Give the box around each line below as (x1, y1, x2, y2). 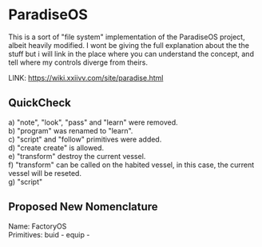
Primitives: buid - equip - (8, 229, 90, 239)
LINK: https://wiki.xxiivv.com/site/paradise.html (8, 73, 164, 82)
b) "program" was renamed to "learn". (8, 125, 133, 135)
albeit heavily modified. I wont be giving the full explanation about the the (8, 40, 250, 50)
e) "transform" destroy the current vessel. (8, 151, 146, 161)
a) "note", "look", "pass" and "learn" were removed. (8, 118, 178, 127)
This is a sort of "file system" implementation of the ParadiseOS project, (8, 32, 245, 42)
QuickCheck (8, 96, 72, 110)
